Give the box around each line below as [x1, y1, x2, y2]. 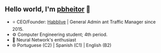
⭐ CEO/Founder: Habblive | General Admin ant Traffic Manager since [12, 19, 156, 25]
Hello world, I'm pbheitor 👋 [5, 5, 91, 14]
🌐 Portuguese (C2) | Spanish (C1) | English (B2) [12, 42, 112, 48]
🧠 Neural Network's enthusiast [12, 36, 77, 43]
